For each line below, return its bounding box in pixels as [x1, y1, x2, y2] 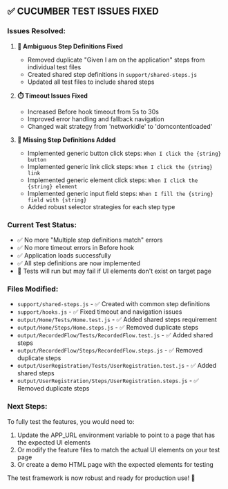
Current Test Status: [7, 220, 77, 229]
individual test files [27, 62, 82, 71]
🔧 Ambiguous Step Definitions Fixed [17, 42, 123, 51]
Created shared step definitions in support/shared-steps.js [27, 70, 198, 78]
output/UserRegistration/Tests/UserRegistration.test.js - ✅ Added [17, 362, 217, 370]
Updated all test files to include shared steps [27, 78, 155, 86]
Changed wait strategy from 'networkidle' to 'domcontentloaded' [27, 122, 213, 130]
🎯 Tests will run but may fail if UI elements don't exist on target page [17, 267, 212, 275]
